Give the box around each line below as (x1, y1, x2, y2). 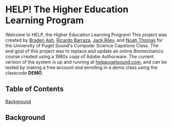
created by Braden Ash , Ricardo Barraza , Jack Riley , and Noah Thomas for (5, 37, 163, 43)
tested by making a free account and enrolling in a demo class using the (5, 64, 158, 70)
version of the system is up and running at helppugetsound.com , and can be (5, 59, 167, 65)
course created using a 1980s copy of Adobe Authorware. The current (5, 53, 154, 60)
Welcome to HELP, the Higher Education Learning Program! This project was (5, 31, 167, 38)
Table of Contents (5, 85, 64, 94)
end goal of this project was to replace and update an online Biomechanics (5, 48, 163, 54)
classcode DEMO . (5, 69, 44, 76)
